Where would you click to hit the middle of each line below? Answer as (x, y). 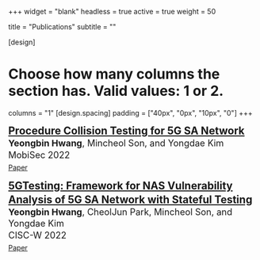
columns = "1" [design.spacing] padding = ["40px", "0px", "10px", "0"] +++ (130, 113)
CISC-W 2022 (38, 235)
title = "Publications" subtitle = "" (62, 27)
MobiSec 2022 (39, 155)
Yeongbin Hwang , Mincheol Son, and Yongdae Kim (116, 143)
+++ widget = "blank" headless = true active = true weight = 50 (112, 11)
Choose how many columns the (114, 74)
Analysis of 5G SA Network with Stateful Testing (130, 199)
